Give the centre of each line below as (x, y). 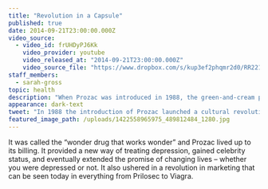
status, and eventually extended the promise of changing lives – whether (128, 159)
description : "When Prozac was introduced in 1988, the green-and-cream (132, 97)
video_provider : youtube (64, 53)
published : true (35, 23)
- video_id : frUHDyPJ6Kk (57, 45)
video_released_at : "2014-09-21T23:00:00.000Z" (103, 61)
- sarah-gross (39, 82)
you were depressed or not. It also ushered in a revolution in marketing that (132, 167)
